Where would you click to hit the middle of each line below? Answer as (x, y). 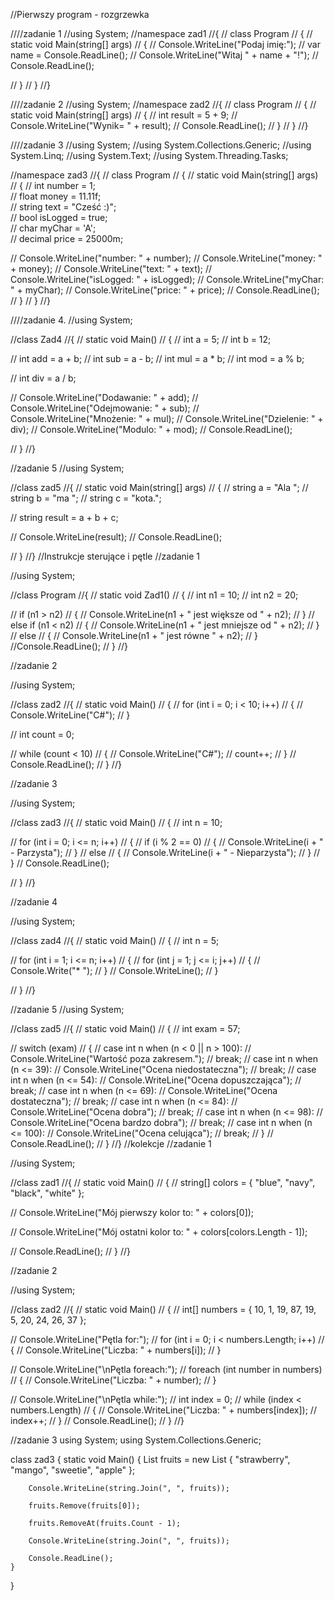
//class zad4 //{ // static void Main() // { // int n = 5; (115, 940)
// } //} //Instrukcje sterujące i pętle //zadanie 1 (105, 556)
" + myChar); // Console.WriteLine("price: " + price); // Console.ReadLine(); (165, 290)
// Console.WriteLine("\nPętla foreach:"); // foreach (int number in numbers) (166, 1369)
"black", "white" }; (47, 1193)
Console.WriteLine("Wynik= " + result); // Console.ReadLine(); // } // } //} (159, 125)
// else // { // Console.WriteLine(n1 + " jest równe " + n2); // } (134, 635)
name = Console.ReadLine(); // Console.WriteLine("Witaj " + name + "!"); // (164, 55)
